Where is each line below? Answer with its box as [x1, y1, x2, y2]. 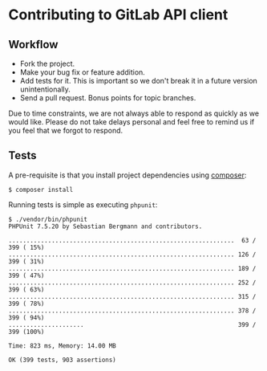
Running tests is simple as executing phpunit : [8, 199, 158, 210]
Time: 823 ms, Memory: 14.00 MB [8, 341, 116, 350]
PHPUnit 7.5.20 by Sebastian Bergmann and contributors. [8, 222, 203, 230]
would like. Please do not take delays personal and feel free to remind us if [8, 117, 255, 126]
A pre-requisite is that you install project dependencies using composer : [8, 170, 247, 180]
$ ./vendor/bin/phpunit [8, 215, 88, 223]
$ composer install [8, 185, 74, 194]
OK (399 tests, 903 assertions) [8, 356, 116, 364]
